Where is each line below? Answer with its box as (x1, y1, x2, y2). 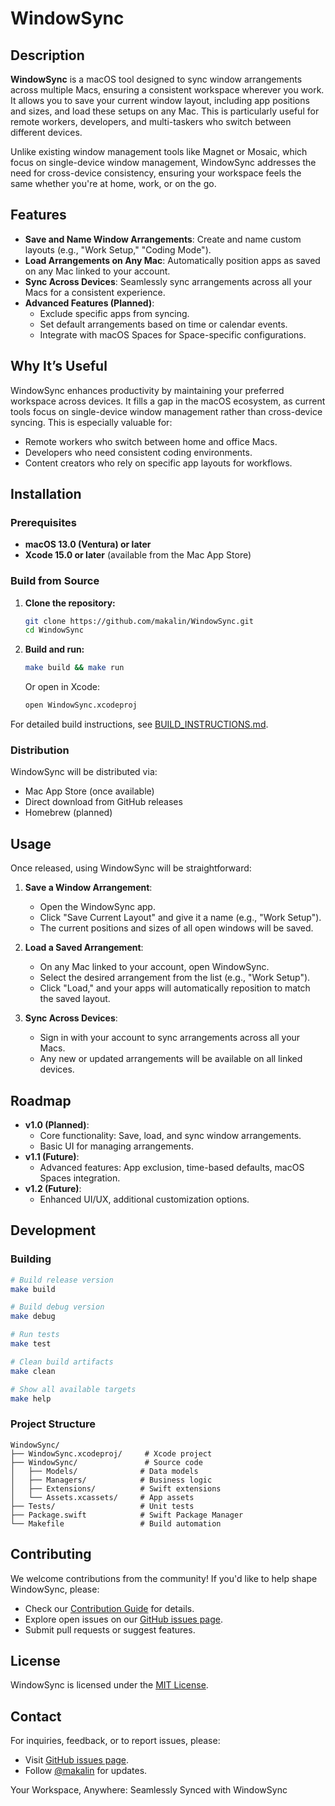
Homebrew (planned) (24, 807, 113, 819)
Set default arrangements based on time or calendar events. (39, 318, 288, 330)
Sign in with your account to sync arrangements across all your (39, 1032, 301, 1044)
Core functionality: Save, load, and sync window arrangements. (39, 1130, 302, 1142)
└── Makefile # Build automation (10, 1518, 222, 1529)
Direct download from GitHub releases (24, 796, 183, 808)
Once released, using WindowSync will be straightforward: (10, 862, 252, 874)
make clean (10, 1366, 56, 1376)
